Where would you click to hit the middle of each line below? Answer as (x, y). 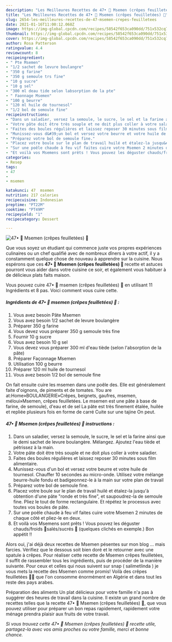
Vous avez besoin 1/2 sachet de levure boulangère (66, 321)
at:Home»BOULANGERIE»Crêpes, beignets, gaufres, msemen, (71, 396)
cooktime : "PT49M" (25, 209)
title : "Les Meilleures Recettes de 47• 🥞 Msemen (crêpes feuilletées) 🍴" (87, 15)
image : (13, 29)
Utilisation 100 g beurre (38, 364)
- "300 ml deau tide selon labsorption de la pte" (61, 91)
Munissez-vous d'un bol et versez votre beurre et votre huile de (80, 469)
